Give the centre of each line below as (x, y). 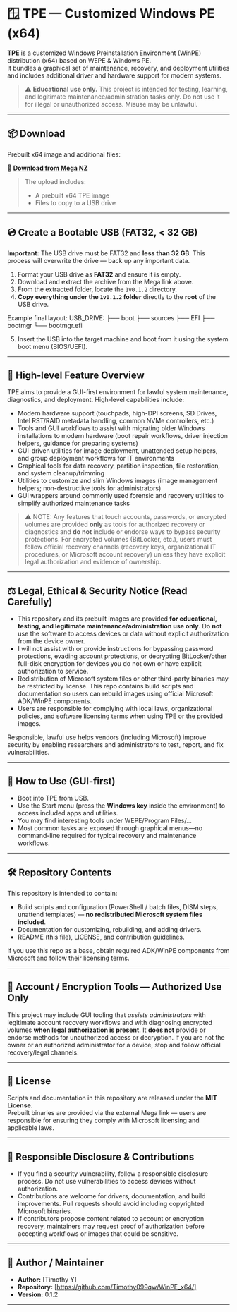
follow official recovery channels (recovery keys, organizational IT (120, 547)
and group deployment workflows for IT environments (96, 458)
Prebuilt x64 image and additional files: (64, 154)
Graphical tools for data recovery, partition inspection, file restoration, (119, 466)
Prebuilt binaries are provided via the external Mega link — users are (107, 1113)
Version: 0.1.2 (38, 1294)
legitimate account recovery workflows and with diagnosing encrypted (110, 1022)
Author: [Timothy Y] (47, 1280)
